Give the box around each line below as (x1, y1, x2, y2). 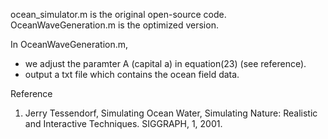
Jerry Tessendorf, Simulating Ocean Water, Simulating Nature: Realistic (24, 107, 318, 119)
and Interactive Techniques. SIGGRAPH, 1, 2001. (24, 118, 223, 129)
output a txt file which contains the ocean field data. (24, 69, 240, 80)
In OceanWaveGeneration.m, (10, 39, 129, 50)
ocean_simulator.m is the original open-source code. (10, 9, 227, 20)
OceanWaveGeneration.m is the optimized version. (10, 19, 219, 31)
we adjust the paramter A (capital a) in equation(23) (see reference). (24, 58, 307, 69)
